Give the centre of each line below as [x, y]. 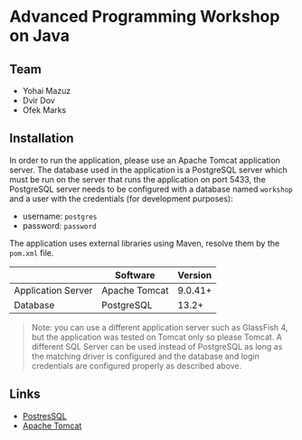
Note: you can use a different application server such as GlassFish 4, [160, 327]
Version [195, 275]
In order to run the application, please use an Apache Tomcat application [145, 160]
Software [135, 275]
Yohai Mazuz [47, 91]
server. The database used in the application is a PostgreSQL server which [148, 170]
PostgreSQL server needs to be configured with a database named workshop [151, 189]
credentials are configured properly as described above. [137, 365]
